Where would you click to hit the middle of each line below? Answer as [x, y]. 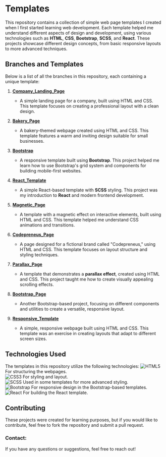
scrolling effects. [37, 284]
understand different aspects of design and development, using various [78, 33]
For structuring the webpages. [36, 371]
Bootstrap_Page [29, 294]
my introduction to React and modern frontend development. [82, 195]
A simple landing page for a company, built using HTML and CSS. [86, 101]
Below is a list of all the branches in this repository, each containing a [76, 76]
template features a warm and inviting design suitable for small [84, 136]
